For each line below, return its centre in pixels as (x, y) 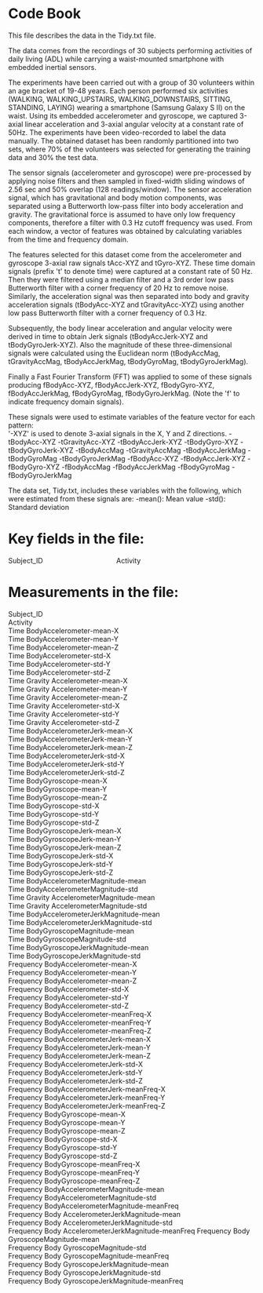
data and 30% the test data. (53, 157)
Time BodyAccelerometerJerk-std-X (67, 756)
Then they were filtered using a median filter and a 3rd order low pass (121, 279)
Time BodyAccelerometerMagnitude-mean (77, 880)
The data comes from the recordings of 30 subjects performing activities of (130, 50)
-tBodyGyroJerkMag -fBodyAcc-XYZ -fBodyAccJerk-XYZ (152, 458)
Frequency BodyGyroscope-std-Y (63, 1147)
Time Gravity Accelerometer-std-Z (64, 722)
